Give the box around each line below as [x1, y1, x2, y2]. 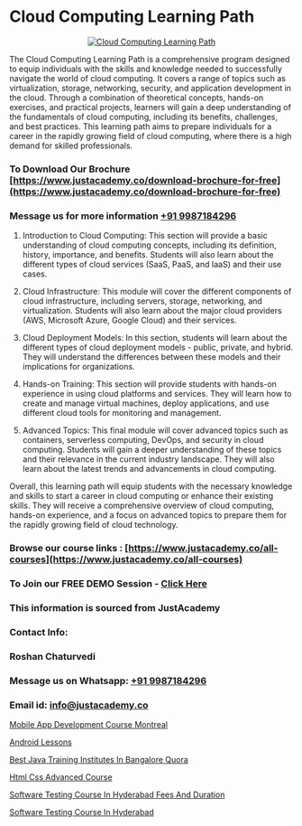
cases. [22, 268, 48, 279]
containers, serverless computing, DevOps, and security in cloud [22, 435, 264, 446]
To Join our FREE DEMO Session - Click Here [9, 577, 207, 589]
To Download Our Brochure [9, 163, 131, 175]
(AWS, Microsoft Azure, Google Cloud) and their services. [22, 314, 237, 326]
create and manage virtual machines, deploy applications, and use [22, 398, 270, 408]
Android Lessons [9, 737, 72, 747]
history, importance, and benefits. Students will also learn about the [22, 249, 274, 260]
